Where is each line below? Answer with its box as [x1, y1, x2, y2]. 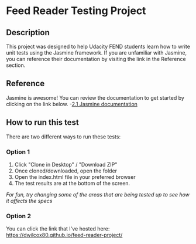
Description [6, 28, 50, 38]
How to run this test [6, 117, 79, 127]
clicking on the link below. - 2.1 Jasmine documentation [6, 100, 137, 107]
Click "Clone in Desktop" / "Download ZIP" [14, 161, 118, 168]
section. [6, 62, 26, 69]
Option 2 [6, 212, 31, 220]
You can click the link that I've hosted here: [6, 225, 110, 232]
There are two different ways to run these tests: [6, 133, 121, 140]
